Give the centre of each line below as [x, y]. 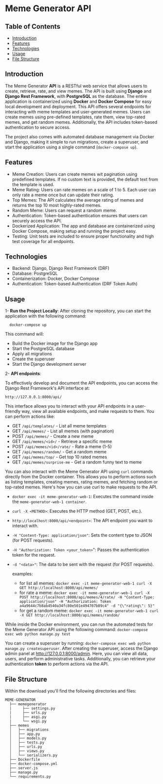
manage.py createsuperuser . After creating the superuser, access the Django [81, 649]
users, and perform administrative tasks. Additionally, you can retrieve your [80, 659]
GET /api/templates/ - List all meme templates [59, 426]
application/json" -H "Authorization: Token [65, 602]
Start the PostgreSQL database [43, 349]
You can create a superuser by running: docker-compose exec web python [78, 643]
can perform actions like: [30, 416]
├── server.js [24, 768]
